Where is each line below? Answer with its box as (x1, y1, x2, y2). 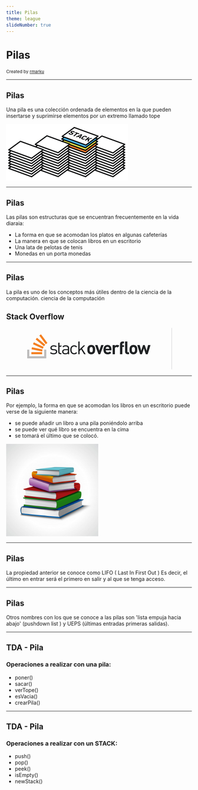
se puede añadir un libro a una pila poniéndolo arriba (14, 420, 143, 427)
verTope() (14, 686, 39, 694)
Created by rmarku (6, 69, 45, 75)
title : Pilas (6, 9, 38, 15)
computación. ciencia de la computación (6, 294, 105, 301)
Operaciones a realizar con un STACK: (6, 739, 118, 747)
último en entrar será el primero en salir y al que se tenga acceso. (6, 576, 166, 583)
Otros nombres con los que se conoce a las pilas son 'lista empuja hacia (6, 614, 181, 620)
